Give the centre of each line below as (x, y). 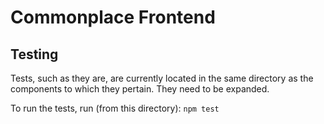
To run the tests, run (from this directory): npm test (115, 108)
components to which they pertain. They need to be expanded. (140, 89)
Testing (34, 54)
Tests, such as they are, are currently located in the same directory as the (162, 78)
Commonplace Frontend (113, 17)
